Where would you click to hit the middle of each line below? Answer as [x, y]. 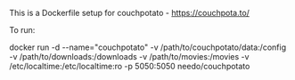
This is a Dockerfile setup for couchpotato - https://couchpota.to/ [129, 13]
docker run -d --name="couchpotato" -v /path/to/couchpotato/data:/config [148, 47]
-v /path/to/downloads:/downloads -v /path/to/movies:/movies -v [129, 56]
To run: [22, 30]
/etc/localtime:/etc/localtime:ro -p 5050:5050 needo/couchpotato [130, 66]
